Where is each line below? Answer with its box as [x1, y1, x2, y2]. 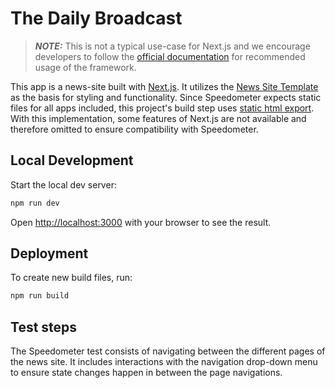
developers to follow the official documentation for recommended [34, 50, 306, 62]
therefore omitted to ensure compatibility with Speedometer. [10, 123, 259, 135]
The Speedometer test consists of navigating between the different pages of [10, 345, 326, 357]
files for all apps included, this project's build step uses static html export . [10, 102, 315, 114]
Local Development [10, 152, 134, 169]
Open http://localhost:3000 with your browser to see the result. [10, 216, 272, 228]
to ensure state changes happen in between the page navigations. [10, 367, 283, 379]
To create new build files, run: [10, 272, 133, 284]
